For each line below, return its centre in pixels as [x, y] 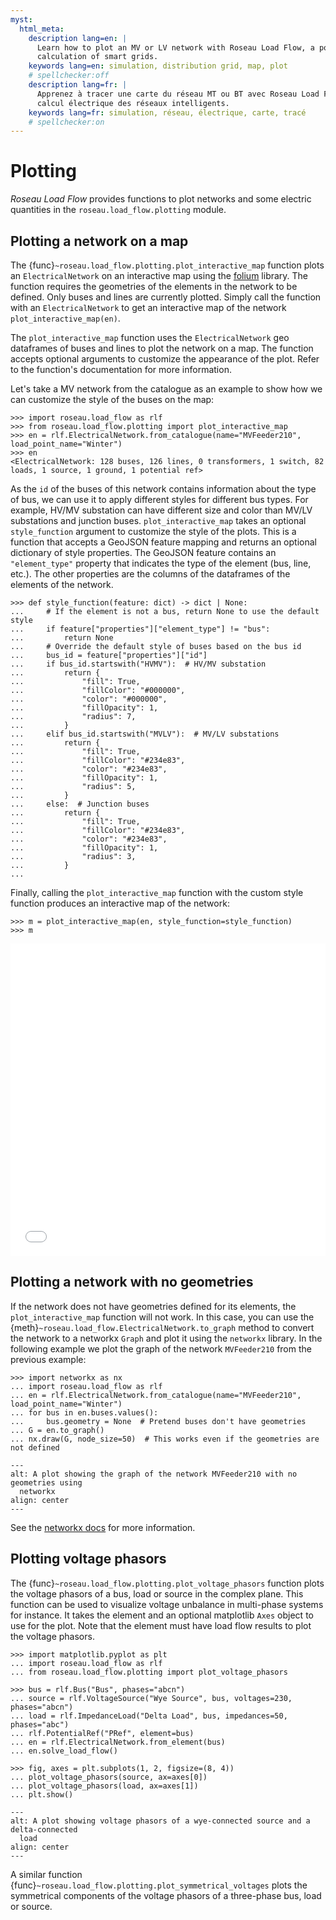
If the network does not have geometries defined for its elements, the [153, 1306]
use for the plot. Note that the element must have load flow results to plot [161, 1625]
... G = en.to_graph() [57, 1430]
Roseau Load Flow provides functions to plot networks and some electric [161, 199]
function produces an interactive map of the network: [120, 903]
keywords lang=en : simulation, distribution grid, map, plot [158, 66]
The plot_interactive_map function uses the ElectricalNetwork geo [150, 337]
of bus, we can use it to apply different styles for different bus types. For [159, 499]
